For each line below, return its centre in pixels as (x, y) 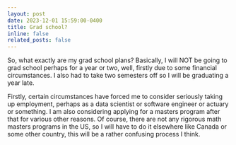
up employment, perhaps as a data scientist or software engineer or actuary (118, 104)
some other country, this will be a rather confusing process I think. (104, 134)
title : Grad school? (38, 27)
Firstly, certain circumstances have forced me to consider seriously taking (115, 97)
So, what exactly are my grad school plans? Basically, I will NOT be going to (117, 60)
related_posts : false (39, 40)
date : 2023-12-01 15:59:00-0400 (55, 21)
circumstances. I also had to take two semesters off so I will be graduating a (118, 76)
